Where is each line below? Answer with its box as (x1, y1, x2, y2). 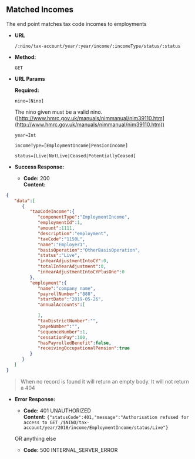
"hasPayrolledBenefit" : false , (37, 340, 112, 346)
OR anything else (14, 435, 56, 442)
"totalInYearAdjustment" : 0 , (37, 263, 107, 270)
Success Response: (14, 163, 65, 170)
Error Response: (14, 395, 56, 402)
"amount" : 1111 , (37, 225, 75, 232)
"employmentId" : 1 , (37, 220, 83, 226)
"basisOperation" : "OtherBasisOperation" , (37, 247, 141, 253)
